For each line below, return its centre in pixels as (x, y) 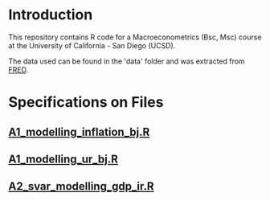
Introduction (51, 15)
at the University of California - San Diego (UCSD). (92, 45)
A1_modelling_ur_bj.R (63, 159)
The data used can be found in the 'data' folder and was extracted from (127, 61)
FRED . (18, 69)
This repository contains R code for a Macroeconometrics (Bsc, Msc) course (135, 37)
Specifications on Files (86, 103)
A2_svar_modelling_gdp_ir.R (81, 187)
